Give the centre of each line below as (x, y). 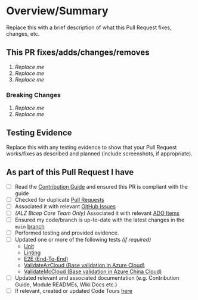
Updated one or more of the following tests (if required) (83, 240)
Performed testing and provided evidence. (67, 233)
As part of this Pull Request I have (70, 172)
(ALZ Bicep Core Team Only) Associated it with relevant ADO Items (97, 213)
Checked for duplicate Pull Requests (59, 199)
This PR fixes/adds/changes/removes (78, 53)
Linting (32, 253)
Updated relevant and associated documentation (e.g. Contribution (97, 278)
